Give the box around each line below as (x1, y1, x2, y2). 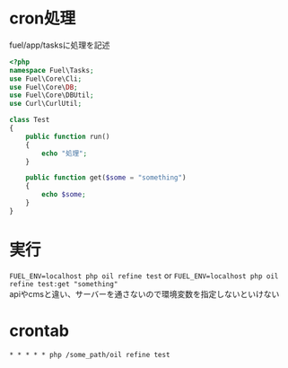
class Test (9, 116, 50, 125)
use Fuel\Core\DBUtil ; (9, 91, 94, 100)
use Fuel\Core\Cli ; (9, 74, 83, 83)
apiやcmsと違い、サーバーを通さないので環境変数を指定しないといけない (9, 288, 280, 299)
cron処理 (9, 8, 76, 29)
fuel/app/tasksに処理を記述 (9, 39, 110, 50)
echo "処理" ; (41, 149, 88, 158)
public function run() (25, 132, 110, 141)
